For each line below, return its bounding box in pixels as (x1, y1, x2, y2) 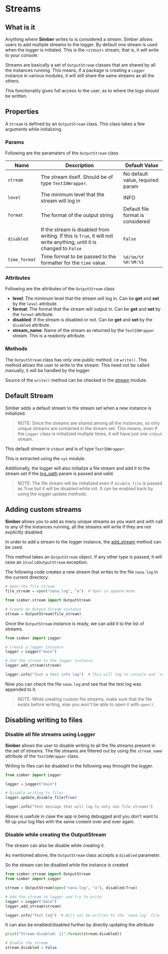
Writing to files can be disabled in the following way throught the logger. (5, 762, 153, 769)
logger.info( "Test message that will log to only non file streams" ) (5, 804, 153, 810)
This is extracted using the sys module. (5, 455, 86, 461)
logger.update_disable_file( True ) (5, 795, 77, 800)
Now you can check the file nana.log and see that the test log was (5, 681, 141, 687)
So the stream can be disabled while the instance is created (5, 862, 128, 868)
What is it (5, 23, 35, 32)
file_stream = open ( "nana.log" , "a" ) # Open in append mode (5, 589, 135, 594)
